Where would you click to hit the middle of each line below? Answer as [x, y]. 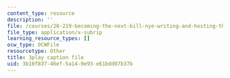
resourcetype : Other [37, 52]
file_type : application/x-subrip [55, 32]
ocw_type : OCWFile [33, 45]
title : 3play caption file [46, 58]
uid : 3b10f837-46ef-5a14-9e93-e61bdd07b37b [70, 64]
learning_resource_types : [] [49, 39]
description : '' [30, 20]
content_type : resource [41, 13]
